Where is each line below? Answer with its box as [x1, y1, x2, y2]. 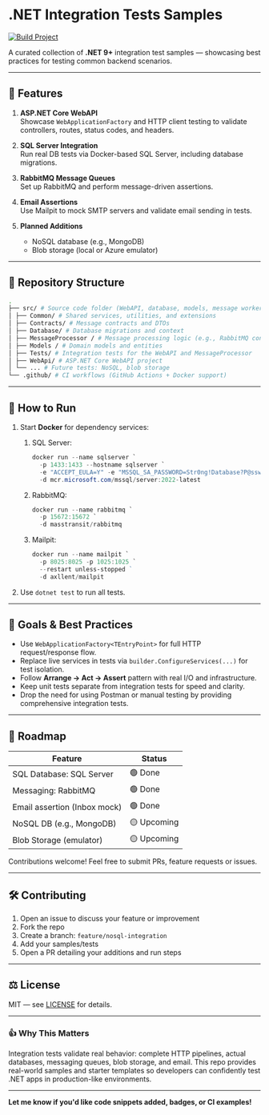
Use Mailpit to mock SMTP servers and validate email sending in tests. [19, 206, 252, 215]
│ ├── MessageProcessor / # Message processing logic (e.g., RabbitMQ [8, 334, 249, 342]
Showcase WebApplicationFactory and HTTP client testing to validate [19, 116, 247, 126]
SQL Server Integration [19, 140, 98, 150]
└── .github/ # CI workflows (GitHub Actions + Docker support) [8, 371, 227, 379]
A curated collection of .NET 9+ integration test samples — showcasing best [8, 47, 261, 57]
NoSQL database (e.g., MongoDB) [31, 236, 145, 246]
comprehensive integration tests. [19, 699, 129, 708]
